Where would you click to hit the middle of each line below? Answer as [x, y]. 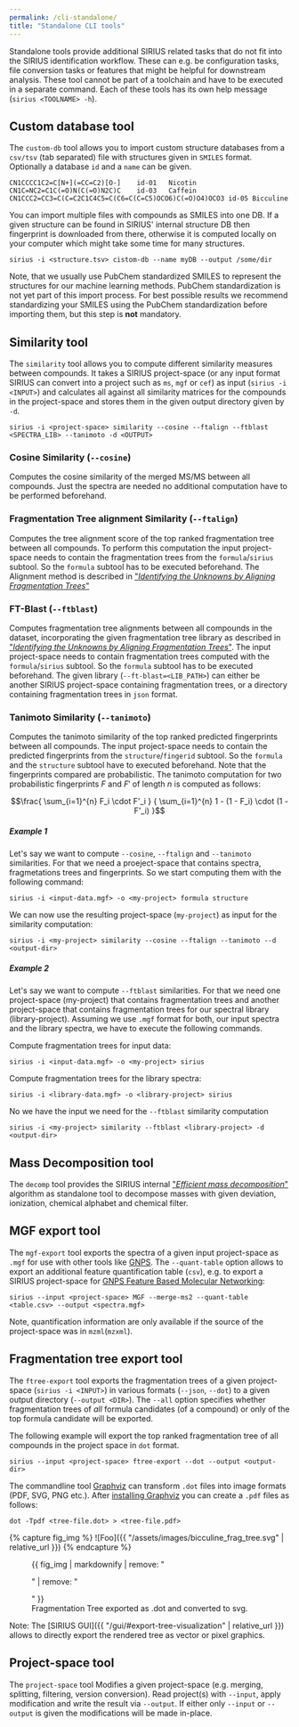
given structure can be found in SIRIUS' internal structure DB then [130, 224]
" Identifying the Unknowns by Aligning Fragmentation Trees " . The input [140, 648]
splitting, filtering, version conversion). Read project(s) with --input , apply [145, 1694]
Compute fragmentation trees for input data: [90, 1046]
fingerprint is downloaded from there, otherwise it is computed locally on [143, 234]
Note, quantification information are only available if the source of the [137, 1321]
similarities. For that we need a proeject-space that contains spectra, [135, 863]
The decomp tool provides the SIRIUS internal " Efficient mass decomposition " [149, 1185]
